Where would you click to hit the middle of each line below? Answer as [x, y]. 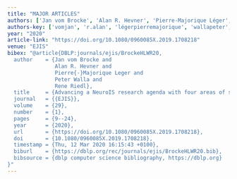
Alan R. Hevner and [83, 66]
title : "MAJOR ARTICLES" [44, 14]
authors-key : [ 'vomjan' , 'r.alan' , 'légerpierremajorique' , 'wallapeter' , [120, 27]
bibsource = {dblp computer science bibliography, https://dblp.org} [118, 158]
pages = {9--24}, [45, 118]
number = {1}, [39, 112]
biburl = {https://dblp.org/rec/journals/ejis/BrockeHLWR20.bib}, [118, 152]
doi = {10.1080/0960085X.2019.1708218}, [83, 138]
